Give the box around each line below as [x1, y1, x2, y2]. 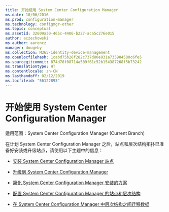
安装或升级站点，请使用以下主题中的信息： [14, 147, 103, 153]
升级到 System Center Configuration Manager [12, 168, 108, 175]
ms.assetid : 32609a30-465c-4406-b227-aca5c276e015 [5, 31, 115, 36]
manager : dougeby [5, 45, 42, 50]
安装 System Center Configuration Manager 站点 [12, 158, 114, 164]
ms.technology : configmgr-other [5, 21, 74, 27]
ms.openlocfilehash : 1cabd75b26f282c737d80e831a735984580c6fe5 [5, 54, 142, 60]
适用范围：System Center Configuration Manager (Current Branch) [5, 130, 145, 136]
